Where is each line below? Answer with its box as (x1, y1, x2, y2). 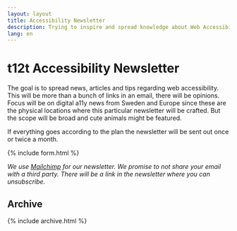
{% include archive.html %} (7, 217, 87, 225)
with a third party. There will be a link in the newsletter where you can (7, 170, 210, 179)
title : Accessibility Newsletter (7, 17, 106, 24)
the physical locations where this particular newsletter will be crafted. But (7, 107, 221, 115)
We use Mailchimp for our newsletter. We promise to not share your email (7, 162, 221, 171)
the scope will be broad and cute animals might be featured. (7, 114, 182, 122)
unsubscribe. (7, 177, 46, 186)
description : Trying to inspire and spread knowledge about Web (7, 23, 200, 30)
